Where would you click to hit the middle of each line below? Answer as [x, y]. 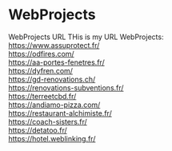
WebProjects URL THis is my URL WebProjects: [86, 37]
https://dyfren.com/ [41, 70]
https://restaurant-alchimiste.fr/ [60, 113]
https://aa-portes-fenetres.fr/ [57, 62]
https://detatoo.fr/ [38, 130]
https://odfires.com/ [41, 54]
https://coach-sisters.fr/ [48, 121]
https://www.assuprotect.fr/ [54, 45]
